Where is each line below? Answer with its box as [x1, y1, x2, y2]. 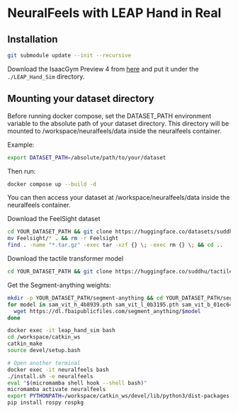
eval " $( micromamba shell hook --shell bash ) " [7, 379, 147, 387]
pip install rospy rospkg [7, 399, 84, 407]
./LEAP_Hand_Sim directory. [7, 72, 85, 81]
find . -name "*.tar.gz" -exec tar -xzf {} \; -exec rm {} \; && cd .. [7, 242, 223, 249]
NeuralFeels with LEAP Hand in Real [7, 5, 222, 21]
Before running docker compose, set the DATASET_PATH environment [7, 111, 212, 120]
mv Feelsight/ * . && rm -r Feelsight [7, 235, 119, 242]
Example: [7, 140, 35, 149]
